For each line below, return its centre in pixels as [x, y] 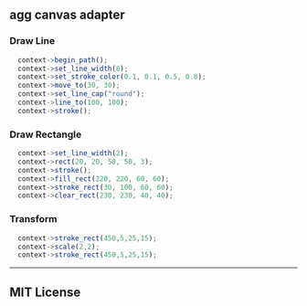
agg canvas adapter [67, 15]
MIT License [45, 292]
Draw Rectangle [46, 134]
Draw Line [32, 41]
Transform [33, 219]
